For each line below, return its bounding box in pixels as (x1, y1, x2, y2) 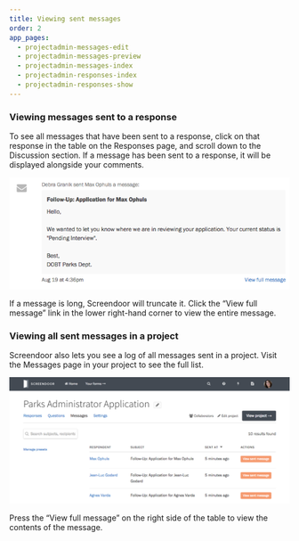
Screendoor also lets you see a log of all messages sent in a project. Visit (9, 349, 278, 360)
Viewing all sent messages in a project (9, 330, 179, 342)
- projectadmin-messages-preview (17, 52, 141, 61)
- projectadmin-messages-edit (17, 43, 129, 52)
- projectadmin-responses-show (17, 80, 133, 89)
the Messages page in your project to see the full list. (9, 359, 205, 370)
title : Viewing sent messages (9, 14, 122, 23)
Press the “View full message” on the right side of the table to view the (9, 512, 269, 523)
